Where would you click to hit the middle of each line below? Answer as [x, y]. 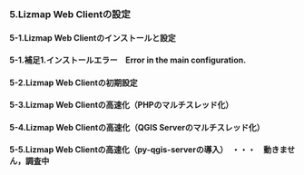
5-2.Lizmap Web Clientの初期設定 [74, 83]
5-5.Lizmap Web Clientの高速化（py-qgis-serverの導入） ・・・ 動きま [148, 150]
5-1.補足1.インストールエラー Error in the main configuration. [128, 60]
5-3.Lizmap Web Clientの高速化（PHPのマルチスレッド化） [122, 105]
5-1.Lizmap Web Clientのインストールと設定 [93, 37]
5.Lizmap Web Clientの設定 [70, 14]
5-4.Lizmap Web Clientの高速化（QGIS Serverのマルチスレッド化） [137, 127]
